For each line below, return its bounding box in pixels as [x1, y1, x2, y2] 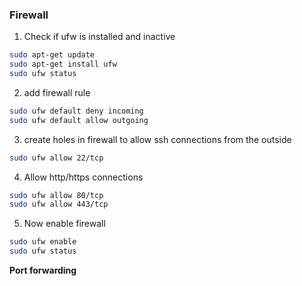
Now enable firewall [23, 218, 106, 230]
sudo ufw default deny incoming [9, 106, 144, 116]
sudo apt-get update [9, 50, 96, 60]
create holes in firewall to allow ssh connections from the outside [23, 133, 292, 145]
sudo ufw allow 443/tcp [9, 199, 109, 210]
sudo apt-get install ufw [9, 59, 117, 70]
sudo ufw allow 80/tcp [9, 190, 104, 200]
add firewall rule [23, 86, 91, 98]
